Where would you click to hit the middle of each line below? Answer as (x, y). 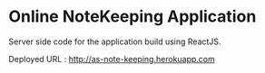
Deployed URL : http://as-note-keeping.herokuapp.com (112, 59)
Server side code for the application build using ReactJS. (115, 41)
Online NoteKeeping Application (132, 17)
